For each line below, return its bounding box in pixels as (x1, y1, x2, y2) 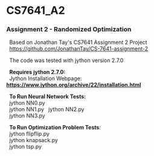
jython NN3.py (8, 112, 45, 119)
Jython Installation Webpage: (8, 75, 82, 82)
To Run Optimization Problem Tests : (8, 124, 101, 131)
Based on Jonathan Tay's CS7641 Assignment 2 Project (8, 39, 147, 46)
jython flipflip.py (8, 130, 50, 137)
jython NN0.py (8, 99, 45, 107)
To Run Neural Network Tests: (8, 93, 86, 100)
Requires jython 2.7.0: (8, 69, 66, 76)
